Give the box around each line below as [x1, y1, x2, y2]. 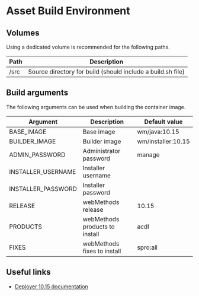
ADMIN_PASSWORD [9, 150, 66, 158]
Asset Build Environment [6, 4, 130, 18]
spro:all [137, 243, 158, 252]
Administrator [82, 147, 121, 155]
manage [137, 150, 160, 158]
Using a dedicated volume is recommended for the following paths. [6, 43, 171, 50]
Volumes [6, 28, 40, 38]
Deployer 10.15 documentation [14, 283, 89, 290]
